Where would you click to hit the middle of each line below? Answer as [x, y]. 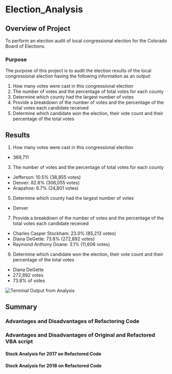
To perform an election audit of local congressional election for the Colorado [86, 41]
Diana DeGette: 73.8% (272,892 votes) [54, 239]
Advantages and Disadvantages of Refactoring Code [72, 321]
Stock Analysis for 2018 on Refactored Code [53, 365]
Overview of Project [38, 29]
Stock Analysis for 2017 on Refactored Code [53, 353]
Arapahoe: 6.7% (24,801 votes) [45, 188]
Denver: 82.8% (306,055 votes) [46, 183]
